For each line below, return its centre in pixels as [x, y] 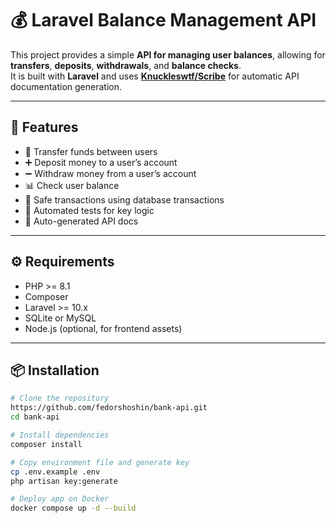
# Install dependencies [60, 435]
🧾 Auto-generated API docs [81, 221]
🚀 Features [44, 127]
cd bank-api [35, 417]
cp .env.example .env [55, 472]
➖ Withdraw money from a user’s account [110, 173]
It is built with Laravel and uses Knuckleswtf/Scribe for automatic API [155, 76]
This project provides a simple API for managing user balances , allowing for [168, 54]
